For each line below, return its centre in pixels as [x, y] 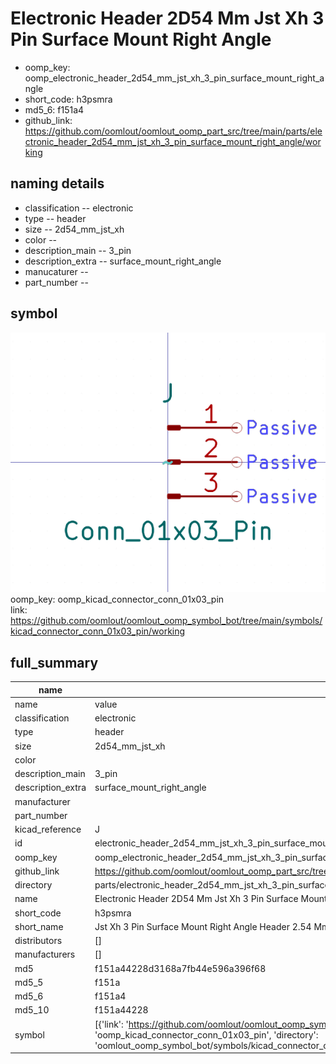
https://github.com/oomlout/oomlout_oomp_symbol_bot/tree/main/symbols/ [166, 621]
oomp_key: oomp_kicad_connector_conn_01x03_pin [117, 599]
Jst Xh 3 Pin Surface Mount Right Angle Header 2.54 [203, 926]
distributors [38, 941]
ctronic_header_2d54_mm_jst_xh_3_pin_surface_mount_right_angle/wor [173, 141]
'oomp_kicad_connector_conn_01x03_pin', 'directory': [206, 1034]
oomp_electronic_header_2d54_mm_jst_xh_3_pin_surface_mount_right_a [174, 78]
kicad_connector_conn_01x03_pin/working [98, 631]
